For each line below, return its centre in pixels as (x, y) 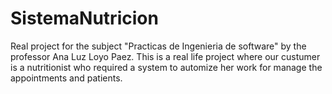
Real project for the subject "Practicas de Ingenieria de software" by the (158, 46)
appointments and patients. (66, 78)
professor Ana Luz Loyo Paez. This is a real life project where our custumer (165, 56)
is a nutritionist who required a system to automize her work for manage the (166, 67)
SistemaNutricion (84, 18)
